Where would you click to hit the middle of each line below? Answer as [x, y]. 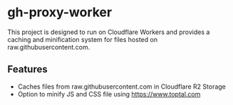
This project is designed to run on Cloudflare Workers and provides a [109, 32]
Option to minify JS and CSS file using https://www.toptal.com [109, 94]
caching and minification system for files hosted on [83, 39]
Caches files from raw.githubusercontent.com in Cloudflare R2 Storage [122, 87]
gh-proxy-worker [60, 12]
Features [27, 69]
